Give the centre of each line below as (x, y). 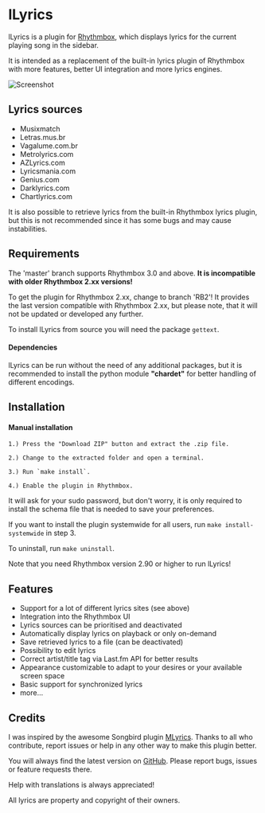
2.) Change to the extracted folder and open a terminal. (106, 458)
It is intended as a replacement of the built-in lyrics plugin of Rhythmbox (127, 61)
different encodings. (41, 382)
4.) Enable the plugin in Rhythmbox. (71, 486)
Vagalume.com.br (49, 146)
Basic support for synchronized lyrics (81, 684)
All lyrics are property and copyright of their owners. (94, 800)
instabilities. (28, 229)
